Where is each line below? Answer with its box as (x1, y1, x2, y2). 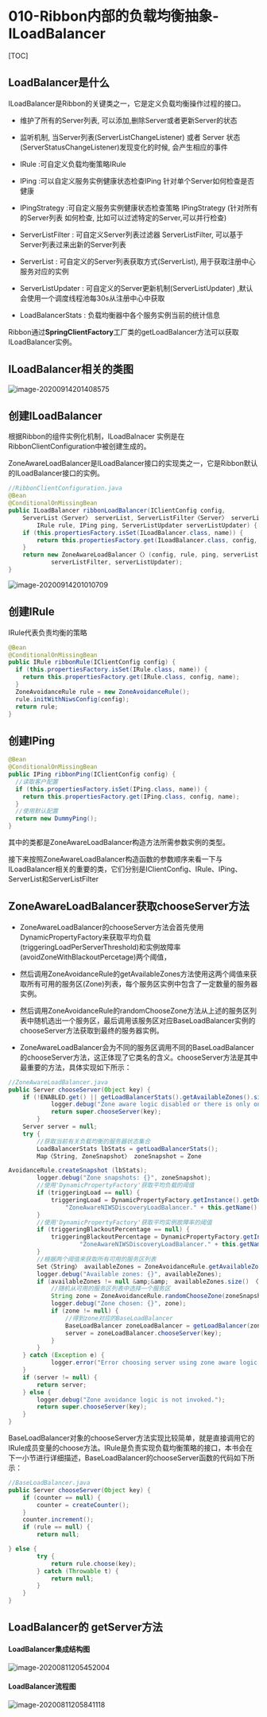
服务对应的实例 (19, 266, 69, 276)
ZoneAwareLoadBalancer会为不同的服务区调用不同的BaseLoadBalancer (19, 1042, 254, 1052)
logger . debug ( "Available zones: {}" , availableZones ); (37, 1269, 222, 1278)
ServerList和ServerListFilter (8, 874, 99, 883)
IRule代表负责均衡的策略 (8, 627, 87, 637)
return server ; (37, 1381, 87, 1389)
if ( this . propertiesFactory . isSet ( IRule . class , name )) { (15, 665, 208, 674)
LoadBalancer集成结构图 (8, 1645, 90, 1654)
